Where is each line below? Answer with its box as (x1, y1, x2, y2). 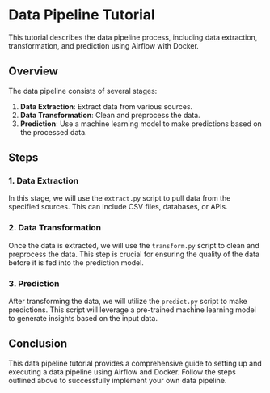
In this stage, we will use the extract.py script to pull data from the (8, 193, 231, 203)
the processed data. (19, 127, 87, 137)
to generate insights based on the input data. (8, 314, 158, 323)
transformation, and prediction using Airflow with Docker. (8, 40, 200, 50)
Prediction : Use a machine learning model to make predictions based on (19, 119, 263, 129)
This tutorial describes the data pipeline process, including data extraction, (8, 32, 258, 42)
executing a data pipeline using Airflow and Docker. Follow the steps (8, 366, 236, 377)
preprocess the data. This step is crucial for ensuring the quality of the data (8, 249, 260, 259)
